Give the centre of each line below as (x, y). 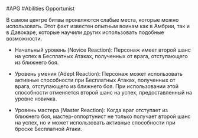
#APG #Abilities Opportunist (40, 9)
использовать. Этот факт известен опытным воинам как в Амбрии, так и (98, 26)
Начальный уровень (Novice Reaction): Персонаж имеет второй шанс (103, 50)
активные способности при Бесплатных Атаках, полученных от (95, 80)
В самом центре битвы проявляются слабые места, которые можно (92, 20)
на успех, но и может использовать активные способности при (95, 122)
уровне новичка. (36, 99)
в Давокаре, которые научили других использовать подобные (85, 32)
